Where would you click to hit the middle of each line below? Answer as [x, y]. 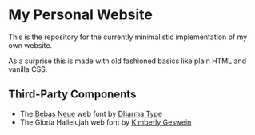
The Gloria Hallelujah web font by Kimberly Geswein [106, 122]
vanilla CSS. [28, 69]
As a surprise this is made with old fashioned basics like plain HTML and [127, 61]
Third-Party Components [72, 95]
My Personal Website [81, 15]
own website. [30, 45]
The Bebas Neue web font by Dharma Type [91, 113]
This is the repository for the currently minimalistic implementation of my [128, 37]
